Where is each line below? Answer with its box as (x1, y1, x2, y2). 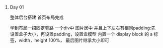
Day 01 (9, 4, 24, 10)
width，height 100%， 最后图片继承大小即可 (18, 37, 109, 43)
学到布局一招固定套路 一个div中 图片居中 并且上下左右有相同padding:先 (9, 25, 156, 31)
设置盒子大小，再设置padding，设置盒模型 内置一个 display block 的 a (9, 31, 153, 37)
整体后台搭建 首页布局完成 (9, 14, 64, 20)
